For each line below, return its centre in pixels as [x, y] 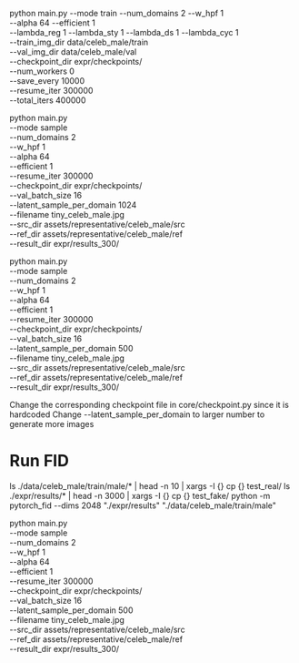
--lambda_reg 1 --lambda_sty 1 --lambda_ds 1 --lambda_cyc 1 [124, 32]
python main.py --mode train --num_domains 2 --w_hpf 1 [117, 13]
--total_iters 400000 [48, 100]
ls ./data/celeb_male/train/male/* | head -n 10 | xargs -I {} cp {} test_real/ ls [150, 485]
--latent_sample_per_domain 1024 [73, 205]
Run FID [40, 461]
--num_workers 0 [42, 71]
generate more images [52, 424]
